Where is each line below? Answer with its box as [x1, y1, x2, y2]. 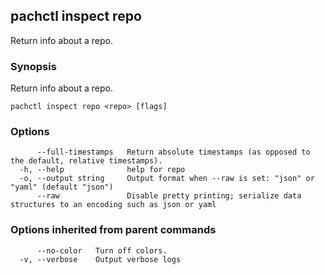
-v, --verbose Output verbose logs [19, 254, 182, 264]
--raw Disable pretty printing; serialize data [36, 191, 302, 201]
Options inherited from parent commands [10, 223, 217, 237]
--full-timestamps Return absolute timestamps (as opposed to [36, 147, 311, 158]
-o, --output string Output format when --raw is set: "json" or [19, 174, 315, 184]
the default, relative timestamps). [10, 156, 163, 166]
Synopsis [10, 59, 57, 73]
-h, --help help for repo [19, 165, 186, 175]
